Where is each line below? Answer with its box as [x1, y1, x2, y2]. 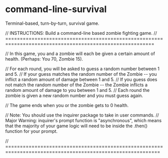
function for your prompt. [5, 128, 58, 134]
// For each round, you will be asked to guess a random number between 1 [5, 66, 160, 72]
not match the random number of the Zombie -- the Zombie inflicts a [5, 82, 148, 88]
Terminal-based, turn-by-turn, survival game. [5, 20, 99, 26]
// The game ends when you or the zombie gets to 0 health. [5, 102, 129, 108]
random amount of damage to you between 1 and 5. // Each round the [5, 87, 150, 93]
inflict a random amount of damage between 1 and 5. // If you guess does [5, 76, 157, 82]
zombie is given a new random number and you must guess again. [5, 92, 143, 98]
